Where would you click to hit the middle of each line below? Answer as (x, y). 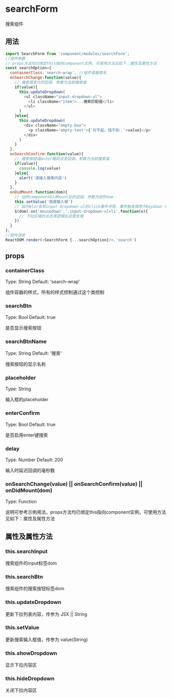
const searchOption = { (28, 68)
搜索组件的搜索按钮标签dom (35, 589)
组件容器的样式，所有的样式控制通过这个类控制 (55, 292)
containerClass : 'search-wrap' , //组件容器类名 (58, 73)
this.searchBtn (24, 577)
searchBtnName (26, 341)
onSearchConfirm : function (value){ (47, 154)
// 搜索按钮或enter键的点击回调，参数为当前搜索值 (62, 159)
